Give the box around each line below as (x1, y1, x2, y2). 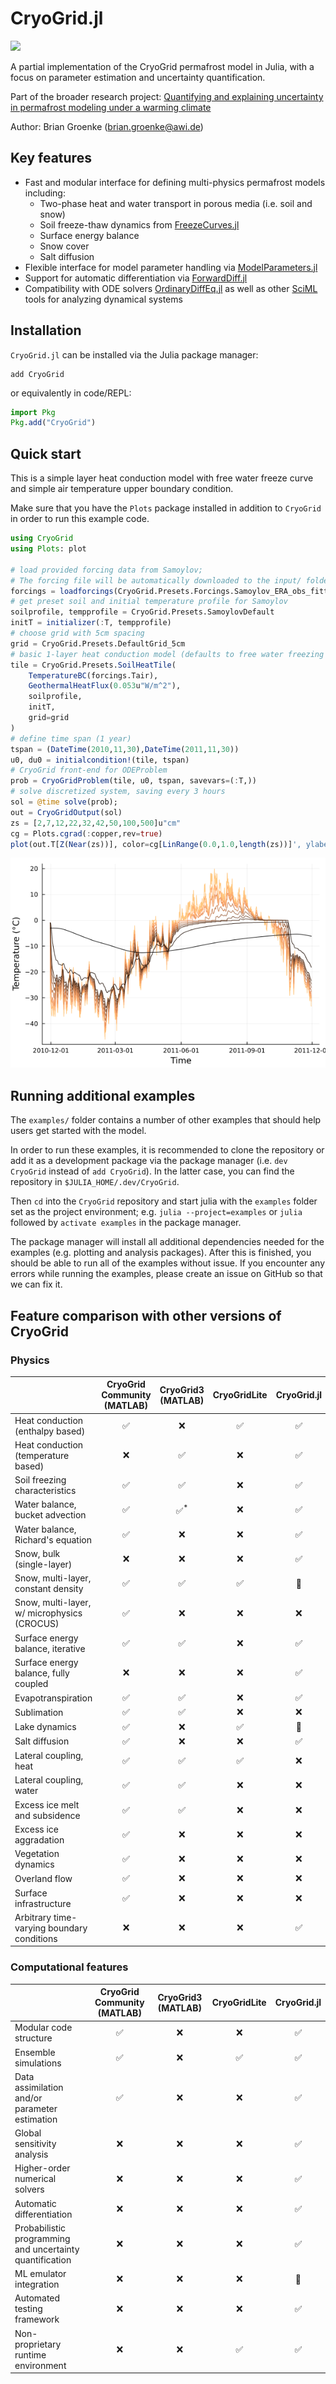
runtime (14, 2348, 47, 2361)
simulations (14, 2057, 62, 2069)
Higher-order (14, 2162, 71, 2174)
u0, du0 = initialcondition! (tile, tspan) (10, 755, 190, 765)
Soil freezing (14, 1474, 67, 1486)
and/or (14, 2092, 43, 2104)
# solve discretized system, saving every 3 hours (10, 787, 226, 797)
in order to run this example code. (10, 513, 150, 525)
